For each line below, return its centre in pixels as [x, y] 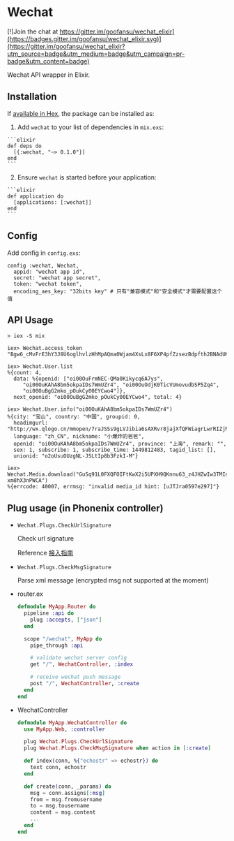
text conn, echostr [58, 768]
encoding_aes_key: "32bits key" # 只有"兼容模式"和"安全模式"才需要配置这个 [118, 291]
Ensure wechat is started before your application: [87, 177]
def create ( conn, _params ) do [68, 787]
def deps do [24, 146]
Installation [32, 97]
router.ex [30, 594]
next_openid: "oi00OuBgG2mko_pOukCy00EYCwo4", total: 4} [98, 397]
